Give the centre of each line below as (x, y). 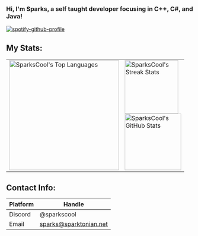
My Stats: (24, 48)
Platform (22, 204)
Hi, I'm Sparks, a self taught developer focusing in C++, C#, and (100, 9)
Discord (20, 214)
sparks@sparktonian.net (74, 224)
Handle (74, 204)
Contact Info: (31, 188)
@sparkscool (58, 214)
